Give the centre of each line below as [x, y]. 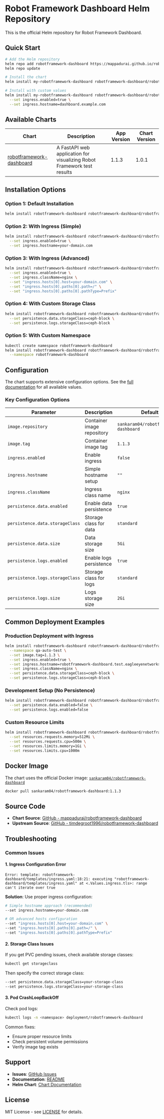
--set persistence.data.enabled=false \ [51, 705]
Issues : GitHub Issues [34, 1074]
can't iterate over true [30, 888]
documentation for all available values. [44, 387]
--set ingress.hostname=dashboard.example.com [58, 104]
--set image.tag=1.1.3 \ [35, 655]
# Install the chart [26, 77]
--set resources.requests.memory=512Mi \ [52, 737]
